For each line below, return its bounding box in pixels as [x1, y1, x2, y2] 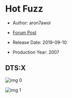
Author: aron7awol [12, 20, 51, 26]
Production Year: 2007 [12, 49, 59, 55]
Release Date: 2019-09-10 [12, 39, 67, 45]
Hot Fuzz [5, 3, 43, 15]
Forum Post [12, 29, 37, 35]
